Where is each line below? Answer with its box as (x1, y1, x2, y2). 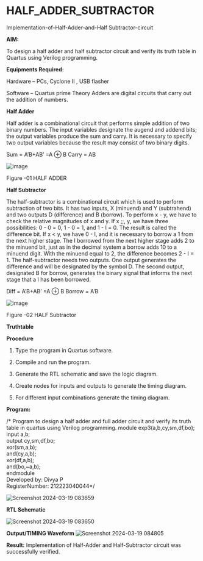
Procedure (6, 335, 34, 342)
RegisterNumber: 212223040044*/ (6, 482, 95, 490)
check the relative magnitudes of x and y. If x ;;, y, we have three (6, 217, 169, 224)
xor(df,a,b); (6, 456, 35, 463)
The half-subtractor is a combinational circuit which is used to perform (6, 198, 184, 205)
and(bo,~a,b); (6, 463, 41, 470)
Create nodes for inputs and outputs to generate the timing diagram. (15, 382, 187, 389)
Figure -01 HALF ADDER (6, 174, 67, 182)
